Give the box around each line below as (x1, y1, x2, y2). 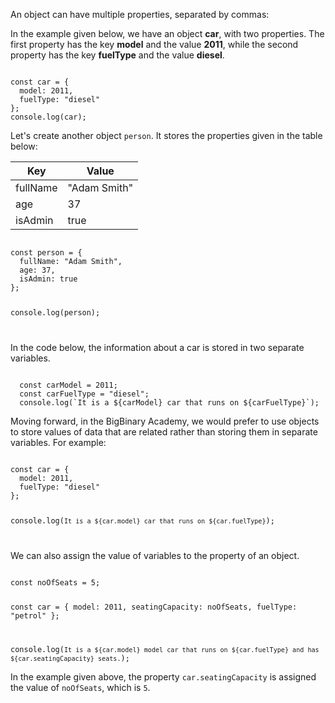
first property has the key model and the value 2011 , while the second (10, 39, 299, 50)
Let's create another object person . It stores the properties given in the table (10, 130, 323, 141)
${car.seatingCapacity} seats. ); (10, 654, 130, 664)
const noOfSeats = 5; (10, 577, 101, 588)
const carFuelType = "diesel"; (19, 389, 150, 399)
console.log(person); (10, 307, 101, 318)
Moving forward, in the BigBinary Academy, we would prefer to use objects (10, 415, 320, 427)
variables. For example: (10, 436, 107, 448)
